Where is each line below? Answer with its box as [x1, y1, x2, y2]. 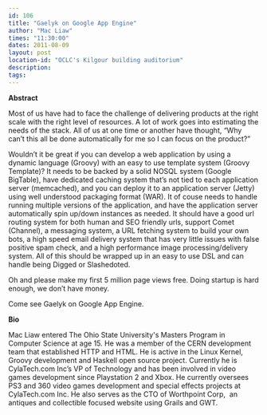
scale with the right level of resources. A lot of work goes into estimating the [8, 117, 259, 126]
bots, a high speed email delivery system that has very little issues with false [8, 234, 260, 243]
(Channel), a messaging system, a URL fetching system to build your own [8, 225, 249, 235]
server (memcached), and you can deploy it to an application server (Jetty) [8, 183, 255, 192]
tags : [8, 71, 26, 79]
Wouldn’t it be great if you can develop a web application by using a [8, 149, 231, 159]
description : [8, 64, 52, 72]
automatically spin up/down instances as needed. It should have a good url [8, 208, 255, 218]
